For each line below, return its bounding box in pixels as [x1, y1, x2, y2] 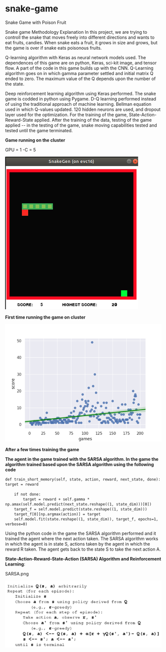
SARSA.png [5, 570, 29, 576]
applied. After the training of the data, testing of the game [34, 117, 152, 123]
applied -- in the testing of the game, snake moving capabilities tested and [5, 122, 157, 128]
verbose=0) [5, 521, 28, 527]
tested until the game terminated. [5, 127, 73, 133]
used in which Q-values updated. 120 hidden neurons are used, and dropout [5, 106, 161, 112]
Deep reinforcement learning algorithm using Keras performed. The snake [5, 90, 156, 96]
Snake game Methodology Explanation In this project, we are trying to [5, 29, 148, 35]
